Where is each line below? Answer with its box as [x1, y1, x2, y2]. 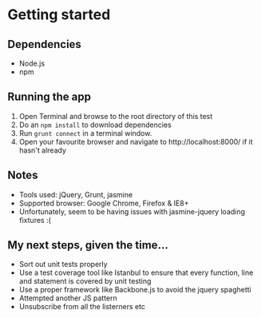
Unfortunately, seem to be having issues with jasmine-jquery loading [18, 206, 245, 217]
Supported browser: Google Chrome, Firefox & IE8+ [18, 198, 189, 208]
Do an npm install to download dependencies [18, 120, 172, 129]
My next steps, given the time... [7, 238, 168, 252]
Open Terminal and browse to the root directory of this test [18, 111, 213, 121]
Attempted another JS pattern [18, 293, 117, 303]
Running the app [7, 90, 91, 104]
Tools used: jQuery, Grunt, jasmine [18, 189, 133, 199]
